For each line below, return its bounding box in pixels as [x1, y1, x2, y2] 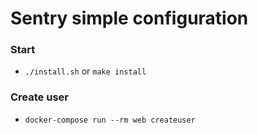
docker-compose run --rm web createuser [24, 115, 196, 125]
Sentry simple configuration [10, 7, 249, 30]
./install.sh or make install [24, 65, 147, 77]
